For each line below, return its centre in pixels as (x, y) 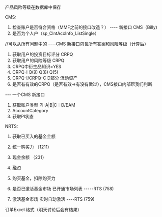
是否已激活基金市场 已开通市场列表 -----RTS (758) (63, 189)
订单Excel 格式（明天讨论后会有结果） (43, 210)
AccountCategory (30, 110)
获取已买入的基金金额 (34, 136)
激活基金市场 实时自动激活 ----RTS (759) (53, 199)
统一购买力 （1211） (32, 147)
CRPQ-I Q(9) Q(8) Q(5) (35, 72)
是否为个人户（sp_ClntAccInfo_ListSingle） (55, 33)
